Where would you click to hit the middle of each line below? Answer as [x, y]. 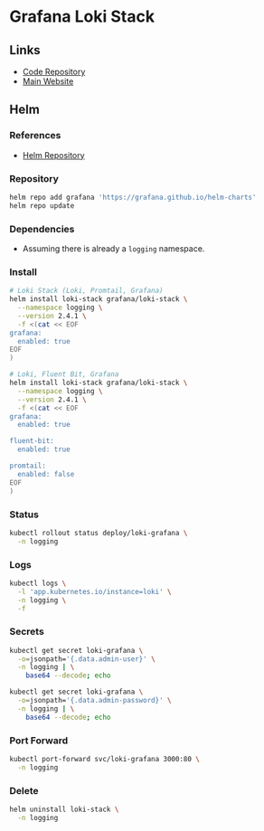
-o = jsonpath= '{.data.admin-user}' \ [86, 659]
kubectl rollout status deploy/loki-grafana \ [99, 533]
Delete [24, 790]
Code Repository [54, 71]
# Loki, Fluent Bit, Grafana [64, 374]
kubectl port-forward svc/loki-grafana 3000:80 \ [105, 760]
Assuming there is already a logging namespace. [113, 249]
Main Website [48, 81]
